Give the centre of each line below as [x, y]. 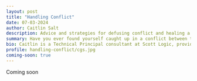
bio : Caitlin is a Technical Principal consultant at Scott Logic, [90, 45]
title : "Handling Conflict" [40, 17]
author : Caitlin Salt [33, 28]
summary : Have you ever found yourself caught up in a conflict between [97, 39]
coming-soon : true [28, 55]
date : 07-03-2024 [27, 22]
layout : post [22, 11]
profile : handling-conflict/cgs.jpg [51, 50]
